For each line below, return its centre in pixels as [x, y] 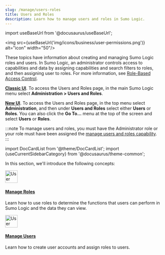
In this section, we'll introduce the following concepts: [60, 164]
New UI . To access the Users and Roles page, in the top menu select [75, 103]
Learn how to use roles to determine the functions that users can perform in [82, 203]
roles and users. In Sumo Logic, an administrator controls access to [74, 63]
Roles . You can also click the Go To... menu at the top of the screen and [79, 114]
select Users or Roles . [28, 119]
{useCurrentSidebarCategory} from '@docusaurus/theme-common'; [75, 154]
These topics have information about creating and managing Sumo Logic [80, 58]
